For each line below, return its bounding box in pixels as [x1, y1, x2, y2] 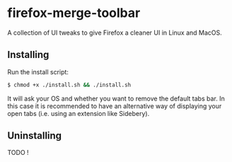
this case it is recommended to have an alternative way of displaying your [7, 101, 222, 110]
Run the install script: [7, 67, 69, 76]
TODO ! [7, 149, 30, 157]
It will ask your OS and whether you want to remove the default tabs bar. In [7, 94, 225, 103]
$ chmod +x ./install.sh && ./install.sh [7, 81, 132, 88]
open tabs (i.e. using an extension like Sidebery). [7, 109, 150, 117]
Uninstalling [7, 129, 62, 142]
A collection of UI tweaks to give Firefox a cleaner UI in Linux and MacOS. [7, 28, 223, 37]
